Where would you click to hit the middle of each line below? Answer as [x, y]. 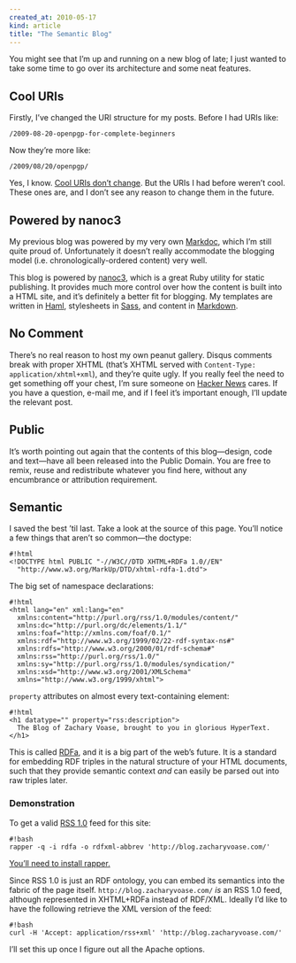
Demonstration [42, 804]
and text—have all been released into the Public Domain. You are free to [140, 461]
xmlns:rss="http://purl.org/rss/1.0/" [89, 656]
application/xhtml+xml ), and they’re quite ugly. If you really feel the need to [147, 374]
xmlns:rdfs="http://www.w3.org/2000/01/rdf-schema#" [116, 649]
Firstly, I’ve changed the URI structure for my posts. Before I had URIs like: [144, 118]
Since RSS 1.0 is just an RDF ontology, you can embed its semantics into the [147, 880]
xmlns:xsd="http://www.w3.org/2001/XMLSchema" [104, 672]
